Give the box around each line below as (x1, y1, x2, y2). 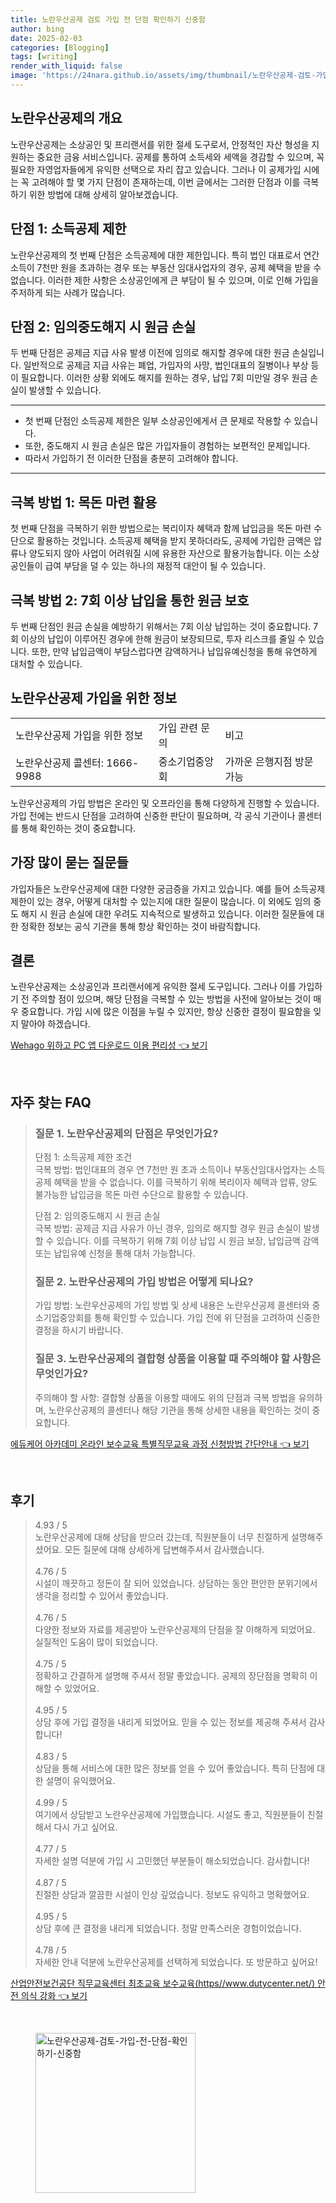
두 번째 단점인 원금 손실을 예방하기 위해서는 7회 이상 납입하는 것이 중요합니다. (10, 620, 312, 632)
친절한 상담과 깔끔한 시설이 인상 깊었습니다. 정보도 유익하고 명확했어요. (34, 1889, 310, 1901)
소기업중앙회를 (34, 1312, 92, 1324)
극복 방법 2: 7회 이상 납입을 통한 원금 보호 (10, 592, 250, 609)
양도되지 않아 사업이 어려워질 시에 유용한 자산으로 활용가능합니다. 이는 (28, 547, 302, 560)
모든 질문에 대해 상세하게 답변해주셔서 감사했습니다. (64, 1544, 265, 1556)
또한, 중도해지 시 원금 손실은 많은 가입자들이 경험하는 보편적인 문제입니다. (24, 440, 311, 452)
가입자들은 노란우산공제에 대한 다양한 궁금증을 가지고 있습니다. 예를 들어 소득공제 (10, 882, 326, 895)
